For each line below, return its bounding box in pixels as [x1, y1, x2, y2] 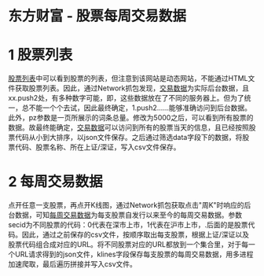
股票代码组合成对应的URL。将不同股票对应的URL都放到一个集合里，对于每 [8, 240, 249, 249]
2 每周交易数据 [8, 173, 104, 191]
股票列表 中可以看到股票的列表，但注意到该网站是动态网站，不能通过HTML [8, 74, 249, 83]
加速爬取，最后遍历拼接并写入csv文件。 [8, 259, 137, 269]
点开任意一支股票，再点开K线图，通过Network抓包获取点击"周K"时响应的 [8, 201, 245, 210]
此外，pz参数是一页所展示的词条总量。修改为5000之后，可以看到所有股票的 [8, 113, 254, 123]
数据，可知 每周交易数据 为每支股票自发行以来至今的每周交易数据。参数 [14, 210, 242, 220]
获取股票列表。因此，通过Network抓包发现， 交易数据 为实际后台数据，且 [14, 83, 250, 93]
